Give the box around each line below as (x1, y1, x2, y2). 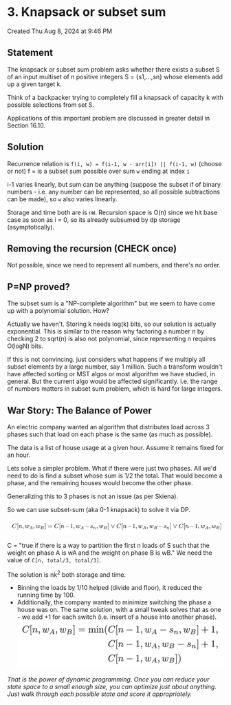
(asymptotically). (7, 223, 55, 231)
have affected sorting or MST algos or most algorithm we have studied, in (7, 370, 215, 378)
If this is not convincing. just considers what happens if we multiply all (7, 356, 206, 364)
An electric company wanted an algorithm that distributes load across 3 (7, 423, 210, 431)
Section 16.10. (7, 121, 46, 130)
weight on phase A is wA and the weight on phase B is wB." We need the (7, 549, 212, 557)
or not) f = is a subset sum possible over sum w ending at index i (7, 167, 190, 175)
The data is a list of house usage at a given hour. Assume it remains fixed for (7, 444, 224, 451)
